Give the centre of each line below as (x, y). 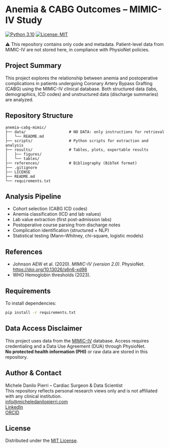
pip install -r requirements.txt (41, 312)
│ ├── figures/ (24, 154)
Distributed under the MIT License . (42, 441)
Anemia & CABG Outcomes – (66, 9)
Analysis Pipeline (33, 196)
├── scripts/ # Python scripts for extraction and (77, 141)
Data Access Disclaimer (44, 328)
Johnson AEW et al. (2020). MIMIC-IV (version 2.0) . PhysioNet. (79, 264)
